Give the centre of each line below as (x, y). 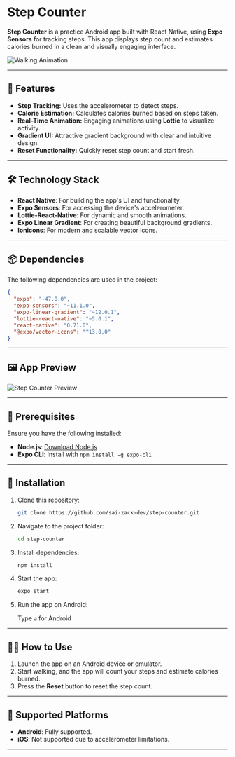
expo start (33, 592)
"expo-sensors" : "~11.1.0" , (55, 306)
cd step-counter (41, 539)
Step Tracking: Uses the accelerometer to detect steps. (98, 105)
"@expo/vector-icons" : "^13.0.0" (62, 332)
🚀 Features (31, 89)
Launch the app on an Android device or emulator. (90, 664)
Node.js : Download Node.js (57, 447)
